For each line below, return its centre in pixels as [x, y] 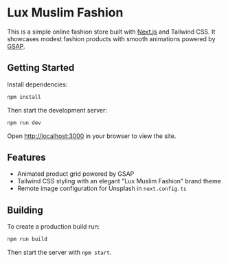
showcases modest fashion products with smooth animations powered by [111, 38]
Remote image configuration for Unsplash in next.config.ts [102, 188]
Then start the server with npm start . [59, 252]
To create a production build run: [54, 227]
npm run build [27, 239]
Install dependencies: [37, 84]
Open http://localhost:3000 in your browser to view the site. [92, 136]
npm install [24, 97]
